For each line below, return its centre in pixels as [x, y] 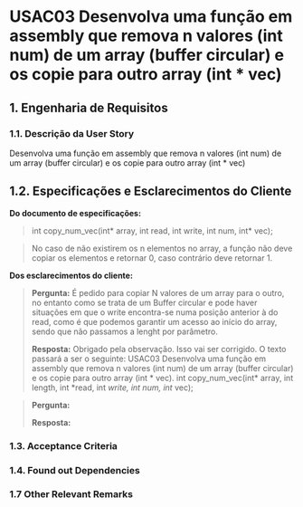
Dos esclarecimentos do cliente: [71, 275]
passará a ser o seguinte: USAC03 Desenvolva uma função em [149, 359]
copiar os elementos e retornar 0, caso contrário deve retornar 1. [152, 258]
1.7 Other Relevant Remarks [71, 494]
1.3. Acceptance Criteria [63, 445]
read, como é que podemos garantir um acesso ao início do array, [154, 321]
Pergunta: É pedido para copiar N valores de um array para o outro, [158, 292]
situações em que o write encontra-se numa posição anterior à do [155, 312]
